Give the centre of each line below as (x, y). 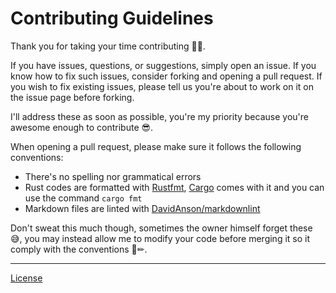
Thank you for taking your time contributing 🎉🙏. (108, 46)
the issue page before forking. (72, 97)
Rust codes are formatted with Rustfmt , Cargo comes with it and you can (174, 187)
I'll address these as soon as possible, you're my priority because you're (159, 116)
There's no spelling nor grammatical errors (113, 176)
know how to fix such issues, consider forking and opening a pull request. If (166, 76)
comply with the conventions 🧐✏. (79, 249)
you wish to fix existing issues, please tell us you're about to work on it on (162, 86)
